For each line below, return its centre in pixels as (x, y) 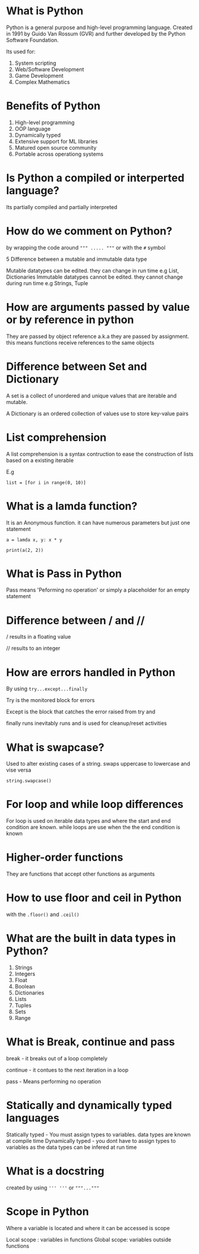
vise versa (19, 770)
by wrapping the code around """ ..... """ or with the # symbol (86, 247)
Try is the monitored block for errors (50, 700)
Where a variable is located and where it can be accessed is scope (88, 1228)
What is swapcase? (55, 747)
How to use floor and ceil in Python (94, 898)
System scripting (35, 63)
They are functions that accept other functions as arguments (80, 874)
